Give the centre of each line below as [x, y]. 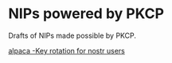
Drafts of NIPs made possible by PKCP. [72, 35]
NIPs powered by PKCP [86, 14]
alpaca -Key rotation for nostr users [66, 50]
